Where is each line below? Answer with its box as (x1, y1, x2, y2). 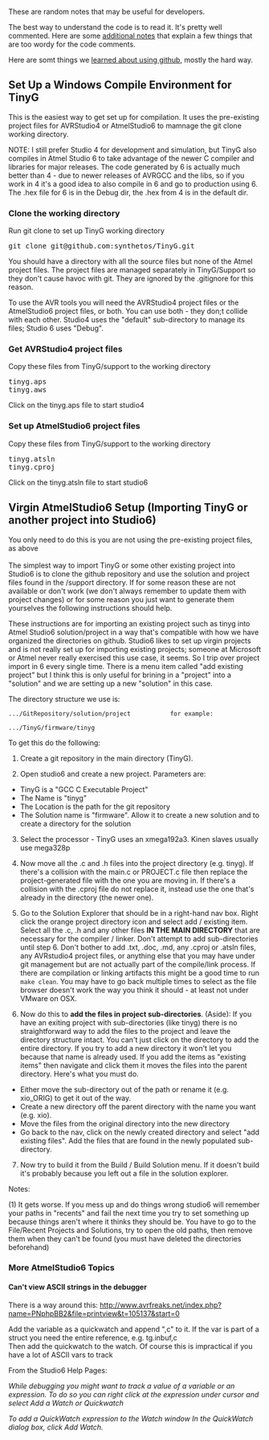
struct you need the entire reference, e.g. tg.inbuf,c (8, 1332, 178, 1342)
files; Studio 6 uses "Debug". (8, 323, 104, 333)
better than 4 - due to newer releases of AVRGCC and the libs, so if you (8, 170, 245, 180)
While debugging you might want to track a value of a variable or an (8, 1381, 235, 1390)
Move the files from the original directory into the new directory (19, 1118, 230, 1128)
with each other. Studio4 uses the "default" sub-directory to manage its (8, 315, 245, 325)
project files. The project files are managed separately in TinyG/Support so (8, 265, 256, 275)
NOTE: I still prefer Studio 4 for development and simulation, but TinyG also (8, 145, 257, 154)
